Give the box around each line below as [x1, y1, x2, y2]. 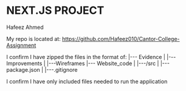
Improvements [6, 60, 43, 67]
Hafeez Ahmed [6, 24, 44, 31]
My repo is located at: [6, 35, 61, 42]
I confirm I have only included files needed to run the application [6, 78, 168, 85]
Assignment [6, 42, 36, 49]
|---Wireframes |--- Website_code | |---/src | [46, 60, 159, 67]
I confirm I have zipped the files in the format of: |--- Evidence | [6, 53, 166, 60]
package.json [6, 66, 41, 73]
